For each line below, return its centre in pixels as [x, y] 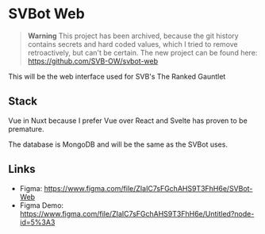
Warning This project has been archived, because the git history [133, 36]
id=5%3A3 [37, 222]
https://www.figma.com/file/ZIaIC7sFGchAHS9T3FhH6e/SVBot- [148, 188]
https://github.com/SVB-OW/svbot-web [93, 61]
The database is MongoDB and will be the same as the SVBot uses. [118, 144]
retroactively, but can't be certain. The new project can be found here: [142, 52]
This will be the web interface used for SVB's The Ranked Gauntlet [117, 76]
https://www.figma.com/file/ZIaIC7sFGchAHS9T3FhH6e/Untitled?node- [137, 213]
